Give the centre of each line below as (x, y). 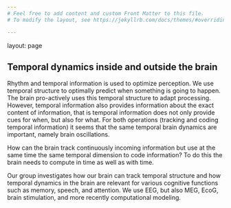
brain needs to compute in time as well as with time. (81, 163)
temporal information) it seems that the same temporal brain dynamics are (112, 127)
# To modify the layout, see (49, 20)
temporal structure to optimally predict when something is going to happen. (114, 91)
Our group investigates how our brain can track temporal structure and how (114, 176)
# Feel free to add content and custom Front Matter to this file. (106, 13)
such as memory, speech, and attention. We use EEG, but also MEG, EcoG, (113, 190)
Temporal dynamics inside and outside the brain (112, 67)
